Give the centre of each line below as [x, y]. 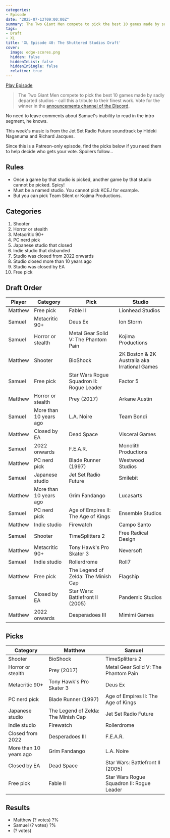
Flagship [129, 577]
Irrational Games [138, 367]
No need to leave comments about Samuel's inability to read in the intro [80, 116]
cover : [13, 48]
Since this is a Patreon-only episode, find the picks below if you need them [84, 146]
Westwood [131, 460]
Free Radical [133, 533]
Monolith [129, 446]
